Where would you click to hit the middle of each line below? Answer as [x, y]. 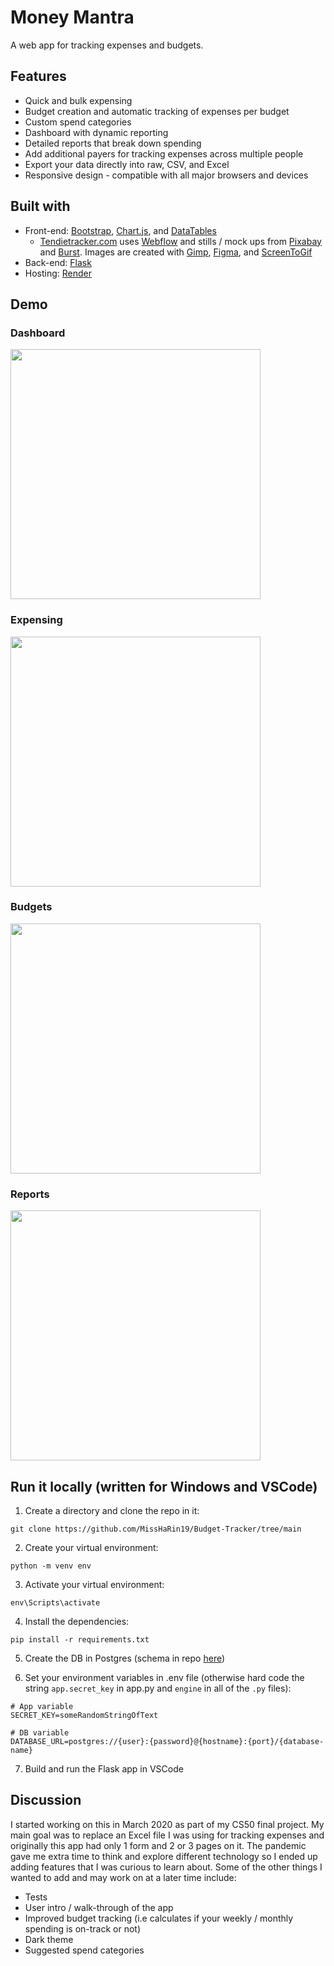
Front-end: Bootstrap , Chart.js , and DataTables [120, 230]
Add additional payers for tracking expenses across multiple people [164, 153]
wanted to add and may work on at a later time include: [123, 1877]
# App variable [42, 1706]
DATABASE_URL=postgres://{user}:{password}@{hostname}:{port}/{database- [167, 1741]
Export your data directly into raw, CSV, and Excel [127, 164]
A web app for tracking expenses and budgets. [107, 45]
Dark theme [49, 1939]
